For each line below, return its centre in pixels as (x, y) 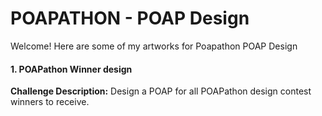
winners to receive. (50, 102)
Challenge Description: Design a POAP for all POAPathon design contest (161, 91)
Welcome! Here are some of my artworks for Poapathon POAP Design (154, 46)
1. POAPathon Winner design (71, 69)
